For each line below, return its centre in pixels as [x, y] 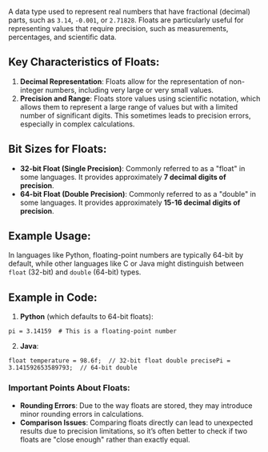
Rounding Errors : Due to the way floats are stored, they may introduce [136, 405]
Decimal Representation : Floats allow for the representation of [124, 81]
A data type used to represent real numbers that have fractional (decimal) [129, 12]
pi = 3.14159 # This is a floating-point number [93, 331]
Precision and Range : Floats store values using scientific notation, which [140, 98]
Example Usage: [50, 236]
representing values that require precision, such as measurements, [118, 28]
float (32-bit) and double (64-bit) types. [75, 272]
